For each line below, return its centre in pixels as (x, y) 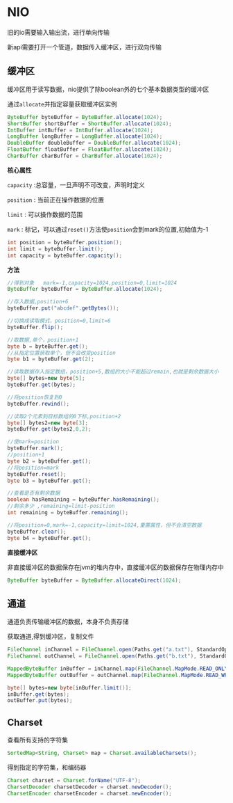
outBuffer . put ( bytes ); (40, 701)
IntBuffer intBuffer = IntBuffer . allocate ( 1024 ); (80, 130)
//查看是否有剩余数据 (34, 493)
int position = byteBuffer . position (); (65, 242)
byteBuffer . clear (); (37, 532)
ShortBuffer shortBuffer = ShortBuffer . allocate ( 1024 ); (89, 124)
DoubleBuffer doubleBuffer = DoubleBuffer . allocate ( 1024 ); (94, 143)
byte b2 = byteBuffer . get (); (49, 461)
